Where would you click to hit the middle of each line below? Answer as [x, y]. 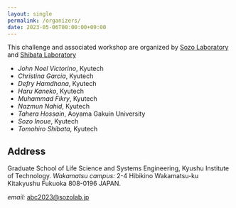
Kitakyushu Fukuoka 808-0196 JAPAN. [64, 184]
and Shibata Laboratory [42, 55]
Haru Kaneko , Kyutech [50, 91]
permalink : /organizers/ [44, 21]
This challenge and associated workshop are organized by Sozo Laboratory [118, 48]
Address [27, 151]
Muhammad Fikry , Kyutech [57, 99]
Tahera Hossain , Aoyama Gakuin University [81, 114]
